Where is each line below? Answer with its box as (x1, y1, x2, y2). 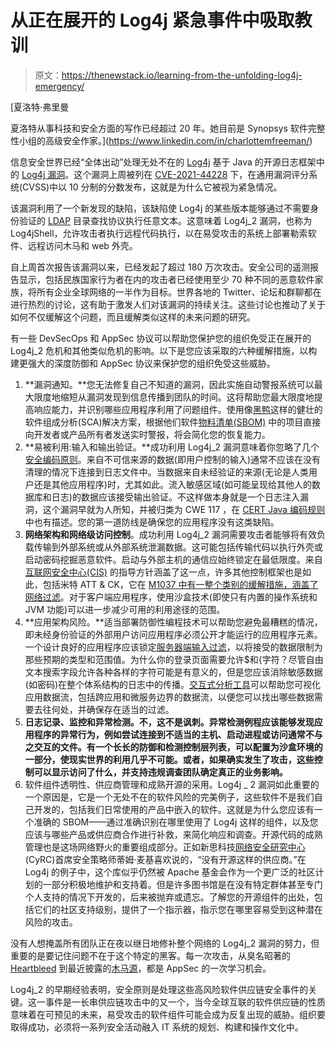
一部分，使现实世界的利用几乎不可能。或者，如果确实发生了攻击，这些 (24, 753, 315, 765)
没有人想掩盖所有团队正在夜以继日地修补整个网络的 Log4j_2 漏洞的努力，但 (10, 937, 320, 949)
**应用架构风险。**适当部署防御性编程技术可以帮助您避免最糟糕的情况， (24, 616, 323, 628)
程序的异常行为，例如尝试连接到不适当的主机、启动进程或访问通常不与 (33, 728, 323, 740)
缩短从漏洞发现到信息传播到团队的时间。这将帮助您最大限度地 (59, 391, 315, 403)
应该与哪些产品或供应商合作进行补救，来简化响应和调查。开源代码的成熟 (24, 828, 323, 840)
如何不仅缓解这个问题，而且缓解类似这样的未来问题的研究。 (10, 311, 256, 323)
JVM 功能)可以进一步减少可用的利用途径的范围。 (24, 603, 226, 615)
